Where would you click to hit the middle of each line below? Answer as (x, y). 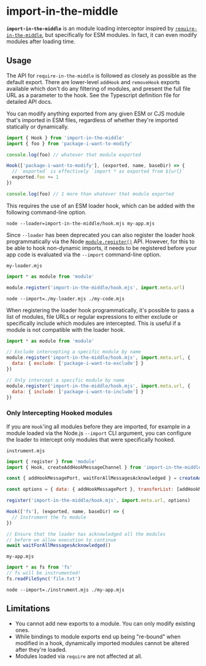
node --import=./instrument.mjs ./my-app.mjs (65, 590)
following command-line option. (47, 212)
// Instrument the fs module (49, 517)
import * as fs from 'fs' (39, 567)
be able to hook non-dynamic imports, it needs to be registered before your (102, 248)
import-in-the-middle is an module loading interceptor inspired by (90, 28)
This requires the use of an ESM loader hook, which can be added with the (101, 206)
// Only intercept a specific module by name (65, 380)
